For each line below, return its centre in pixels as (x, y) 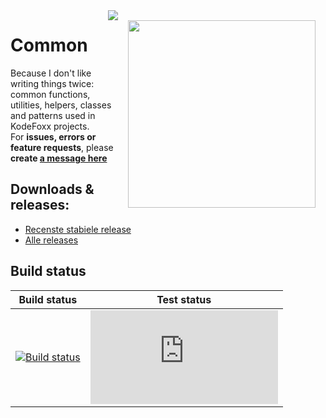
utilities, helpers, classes (61, 105)
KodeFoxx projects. (50, 126)
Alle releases (51, 240)
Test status (184, 299)
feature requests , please (62, 147)
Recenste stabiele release (78, 229)
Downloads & (52, 189)
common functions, (50, 94)
